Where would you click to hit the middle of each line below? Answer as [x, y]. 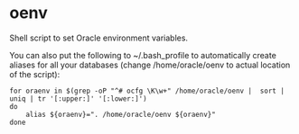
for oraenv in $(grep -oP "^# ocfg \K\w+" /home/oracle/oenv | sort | [147, 91]
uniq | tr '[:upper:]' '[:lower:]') [78, 98]
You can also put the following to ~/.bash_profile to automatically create [143, 55]
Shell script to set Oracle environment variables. [98, 38]
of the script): [35, 74]
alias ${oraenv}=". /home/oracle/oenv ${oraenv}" [121, 114]
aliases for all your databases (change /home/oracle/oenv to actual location [150, 65]
